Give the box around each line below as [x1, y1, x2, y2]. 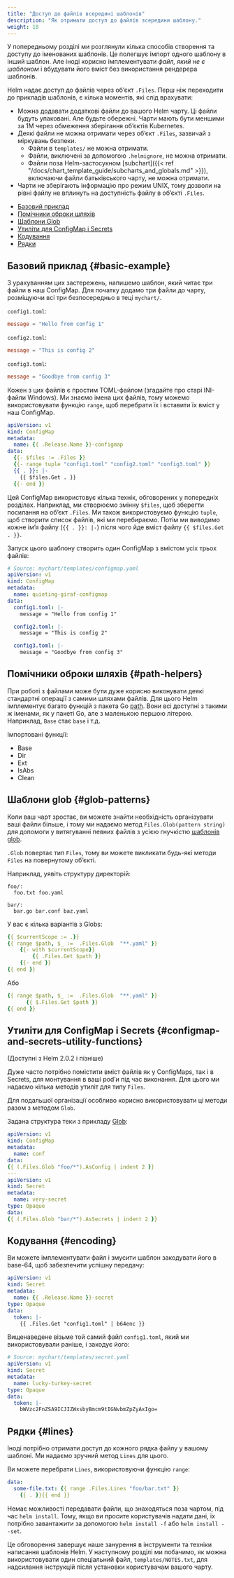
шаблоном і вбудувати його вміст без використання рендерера [7, 64, 198, 74]
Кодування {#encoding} [7, 1235, 117, 1247]
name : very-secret [13, 1196, 68, 1203]
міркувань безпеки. [17, 137, 77, 145]
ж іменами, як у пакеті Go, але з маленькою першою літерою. [7, 709, 193, 717]
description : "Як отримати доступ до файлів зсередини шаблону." [7, 17, 201, 24]
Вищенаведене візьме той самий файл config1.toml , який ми [7, 1333, 189, 1341]
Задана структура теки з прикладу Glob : [7, 1117, 128, 1126]
